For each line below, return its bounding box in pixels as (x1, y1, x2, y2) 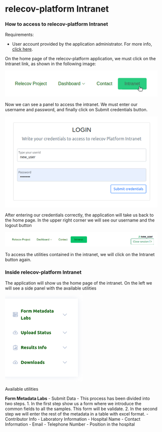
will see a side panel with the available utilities (5, 285, 97, 291)
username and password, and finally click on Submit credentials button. (5, 107, 148, 113)
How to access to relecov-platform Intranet (5, 21, 108, 28)
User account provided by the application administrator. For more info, (12, 41, 152, 47)
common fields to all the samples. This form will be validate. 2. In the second (5, 406, 158, 412)
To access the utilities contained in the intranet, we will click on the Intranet (5, 252, 155, 258)
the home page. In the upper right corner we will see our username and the (5, 217, 155, 223)
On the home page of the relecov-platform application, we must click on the (5, 56, 156, 62)
